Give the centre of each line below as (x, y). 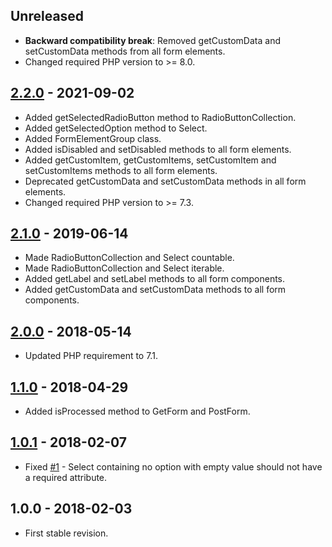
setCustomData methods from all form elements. (125, 51)
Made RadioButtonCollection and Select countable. (129, 258)
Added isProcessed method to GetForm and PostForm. (137, 411)
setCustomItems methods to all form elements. (121, 170)
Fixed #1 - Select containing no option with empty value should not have (173, 466)
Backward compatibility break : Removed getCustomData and (152, 40)
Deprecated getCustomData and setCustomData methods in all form (165, 181)
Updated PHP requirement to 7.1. (91, 356)
